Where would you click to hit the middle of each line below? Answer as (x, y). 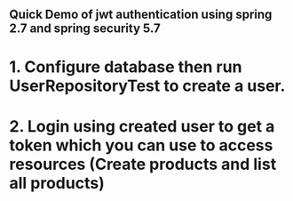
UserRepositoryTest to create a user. (147, 86)
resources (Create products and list (143, 164)
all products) (57, 183)
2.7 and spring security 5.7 (85, 29)
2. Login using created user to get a (142, 126)
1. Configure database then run (126, 67)
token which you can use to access (141, 145)
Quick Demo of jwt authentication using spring (141, 15)
